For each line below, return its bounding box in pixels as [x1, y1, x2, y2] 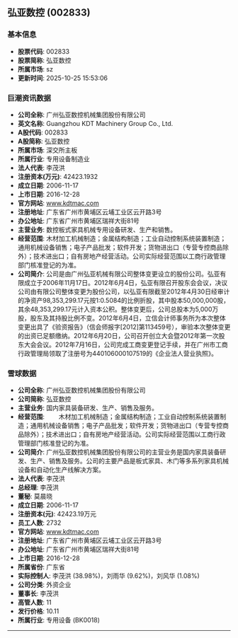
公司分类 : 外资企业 [17, 581, 72, 589]
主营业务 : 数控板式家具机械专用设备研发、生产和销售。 [17, 225, 177, 233]
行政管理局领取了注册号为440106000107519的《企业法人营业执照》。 [17, 349, 218, 357]
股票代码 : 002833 [17, 47, 69, 55]
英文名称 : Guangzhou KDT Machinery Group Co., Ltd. [17, 119, 174, 127]
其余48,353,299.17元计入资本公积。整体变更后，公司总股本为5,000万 [17, 305, 219, 313]
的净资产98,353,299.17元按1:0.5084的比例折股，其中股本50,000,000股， [17, 296, 230, 304]
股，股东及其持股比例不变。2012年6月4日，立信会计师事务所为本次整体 [17, 313, 227, 322]
